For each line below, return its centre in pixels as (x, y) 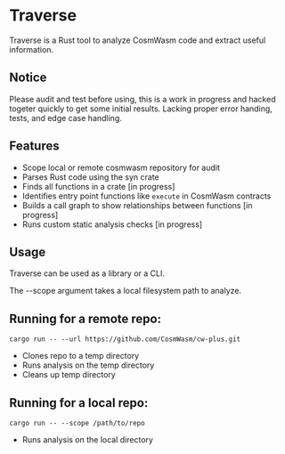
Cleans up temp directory (69, 375)
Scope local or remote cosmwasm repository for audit (121, 167)
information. (32, 49)
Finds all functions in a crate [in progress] (98, 186)
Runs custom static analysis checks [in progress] (112, 224)
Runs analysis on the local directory (88, 440)
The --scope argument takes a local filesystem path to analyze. (126, 291)
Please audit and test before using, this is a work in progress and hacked (142, 99)
